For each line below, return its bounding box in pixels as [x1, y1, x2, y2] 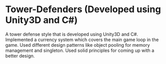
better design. [5, 52, 35, 59]
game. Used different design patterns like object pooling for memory [5, 42, 150, 48]
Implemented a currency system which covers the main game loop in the [5, 37, 159, 43]
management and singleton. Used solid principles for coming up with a [5, 47, 155, 53]
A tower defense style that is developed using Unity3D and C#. [5, 31, 138, 37]
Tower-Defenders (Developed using [5, 4, 161, 15]
